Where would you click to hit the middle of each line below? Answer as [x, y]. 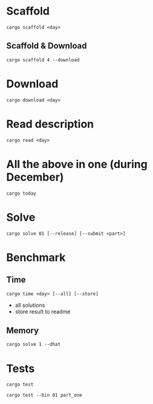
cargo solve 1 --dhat [34, 345]
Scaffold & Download [47, 46]
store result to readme [43, 311]
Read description [50, 124]
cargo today [21, 193]
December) [35, 177]
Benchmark [36, 258]
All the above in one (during [77, 164]
